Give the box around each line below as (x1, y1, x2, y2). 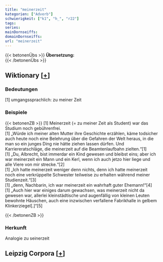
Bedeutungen (5, 86, 38, 93)
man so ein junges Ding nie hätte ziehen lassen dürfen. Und (5, 140, 125, 146)
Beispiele (5, 109, 28, 116)
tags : (5, 20, 16, 26)
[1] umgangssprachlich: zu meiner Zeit (5, 97, 81, 103)
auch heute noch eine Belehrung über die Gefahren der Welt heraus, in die (5, 136, 154, 141)
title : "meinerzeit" (5, 7, 47, 12)
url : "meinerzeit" (5, 39, 42, 44)
